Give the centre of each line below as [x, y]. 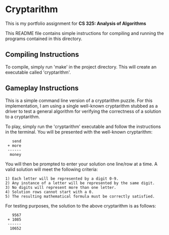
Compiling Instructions [42, 55]
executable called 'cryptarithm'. [38, 72]
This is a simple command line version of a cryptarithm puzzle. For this [79, 100]
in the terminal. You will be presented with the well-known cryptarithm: [79, 132]
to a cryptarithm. [23, 116]
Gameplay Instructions [42, 88]
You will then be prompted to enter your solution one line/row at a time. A [81, 164]
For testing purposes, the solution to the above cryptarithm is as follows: [81, 206]
